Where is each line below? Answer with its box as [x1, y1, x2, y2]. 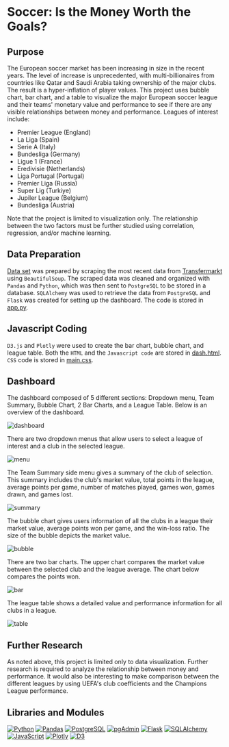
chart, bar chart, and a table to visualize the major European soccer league [7, 93, 217, 101]
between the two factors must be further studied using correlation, [7, 222, 195, 229]
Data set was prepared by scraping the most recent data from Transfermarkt [7, 266, 223, 275]
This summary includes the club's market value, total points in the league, [7, 476, 215, 484]
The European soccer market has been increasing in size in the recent [7, 64, 205, 72]
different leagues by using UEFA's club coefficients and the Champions [7, 679, 207, 688]
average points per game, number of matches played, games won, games [7, 483, 215, 492]
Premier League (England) [16, 128, 91, 136]
